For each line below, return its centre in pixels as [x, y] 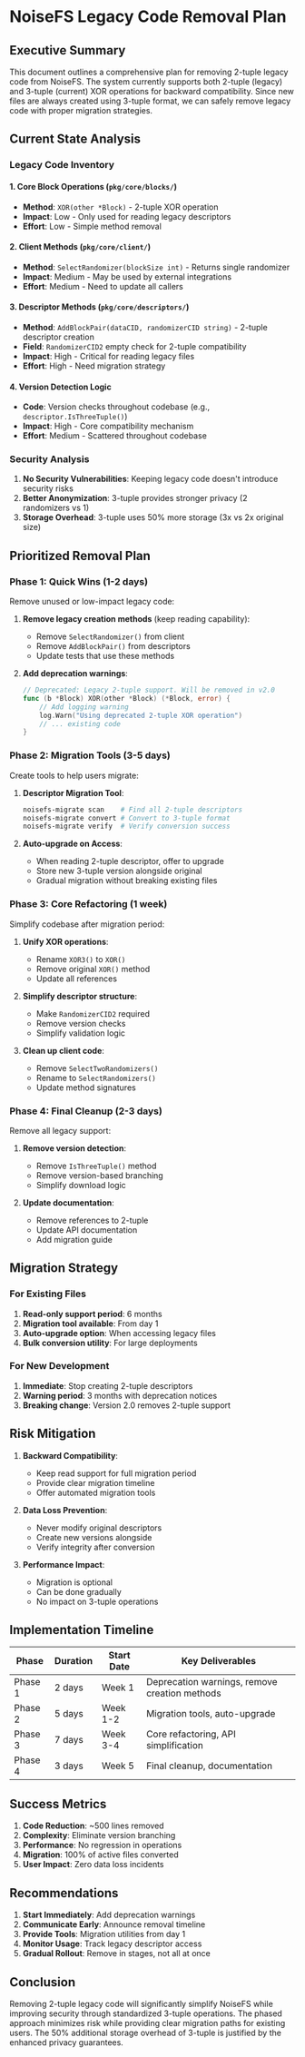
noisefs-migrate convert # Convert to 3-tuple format [126, 818]
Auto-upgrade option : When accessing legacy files [119, 1333]
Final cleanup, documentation [210, 1766]
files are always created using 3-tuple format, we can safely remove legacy [150, 101]
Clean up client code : [63, 1050]
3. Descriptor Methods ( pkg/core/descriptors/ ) [99, 307]
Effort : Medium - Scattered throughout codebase [114, 436]
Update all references [77, 979]
